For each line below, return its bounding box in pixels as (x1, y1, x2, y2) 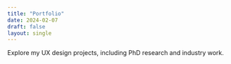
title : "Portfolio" (7, 10, 65, 17)
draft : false (7, 23, 46, 30)
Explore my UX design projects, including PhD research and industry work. (7, 49, 224, 57)
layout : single (7, 29, 52, 37)
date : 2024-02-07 (7, 17, 58, 24)
